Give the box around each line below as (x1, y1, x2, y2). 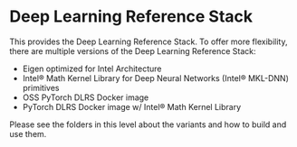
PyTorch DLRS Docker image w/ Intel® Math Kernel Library (22, 101, 242, 112)
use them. (9, 128, 47, 139)
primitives (22, 82, 60, 93)
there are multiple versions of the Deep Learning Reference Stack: (9, 45, 256, 56)
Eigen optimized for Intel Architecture (22, 63, 162, 74)
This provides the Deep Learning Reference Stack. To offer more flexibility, (9, 36, 288, 47)
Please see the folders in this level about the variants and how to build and (9, 119, 287, 130)
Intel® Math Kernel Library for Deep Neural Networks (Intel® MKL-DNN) (22, 72, 290, 83)
